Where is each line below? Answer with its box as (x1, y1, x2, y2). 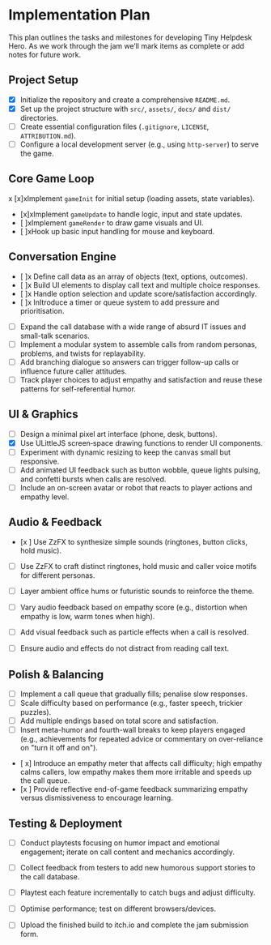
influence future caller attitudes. (19, 366, 127, 376)
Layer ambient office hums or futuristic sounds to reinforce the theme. (19, 586, 255, 596)
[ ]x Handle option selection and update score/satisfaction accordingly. (19, 289, 257, 298)
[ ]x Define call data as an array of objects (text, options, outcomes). (19, 272, 248, 281)
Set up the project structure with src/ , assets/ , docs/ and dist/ (19, 104, 231, 113)
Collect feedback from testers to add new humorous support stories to (19, 863, 256, 873)
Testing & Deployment (8, 816, 123, 830)
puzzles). (19, 708, 52, 717)
